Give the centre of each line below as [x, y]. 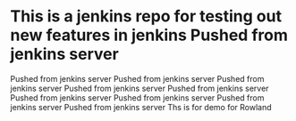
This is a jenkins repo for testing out [146, 16]
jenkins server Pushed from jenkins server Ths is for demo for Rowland [141, 107]
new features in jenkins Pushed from [149, 35]
